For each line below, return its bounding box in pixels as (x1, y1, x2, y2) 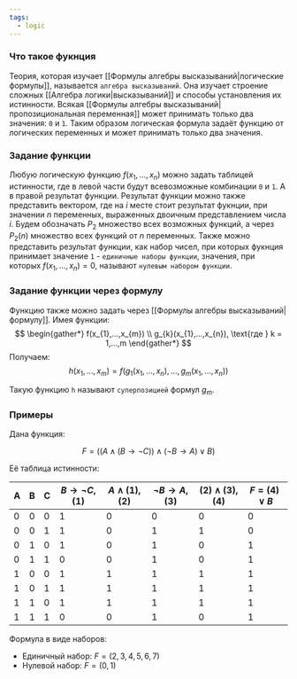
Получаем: (9, 351, 50, 362)
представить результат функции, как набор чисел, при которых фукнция (9, 241, 284, 253)
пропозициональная (9, 108, 86, 119)
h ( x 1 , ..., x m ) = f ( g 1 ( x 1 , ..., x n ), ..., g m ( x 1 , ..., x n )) (68, 365, 229, 378)
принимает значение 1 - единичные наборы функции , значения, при (9, 251, 255, 261)
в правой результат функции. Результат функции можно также (9, 190, 246, 200)
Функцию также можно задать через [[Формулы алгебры (9, 305, 227, 316)
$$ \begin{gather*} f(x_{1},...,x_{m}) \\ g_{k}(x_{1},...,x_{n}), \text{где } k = (14, 328, 283, 339)
